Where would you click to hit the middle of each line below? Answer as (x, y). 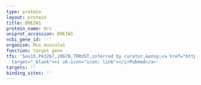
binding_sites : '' (29, 73)
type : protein (24, 12)
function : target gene (34, 51)
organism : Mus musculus (36, 45)
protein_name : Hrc (29, 28)
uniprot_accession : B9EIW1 (40, 34)
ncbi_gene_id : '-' (29, 40)
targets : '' (21, 67)
